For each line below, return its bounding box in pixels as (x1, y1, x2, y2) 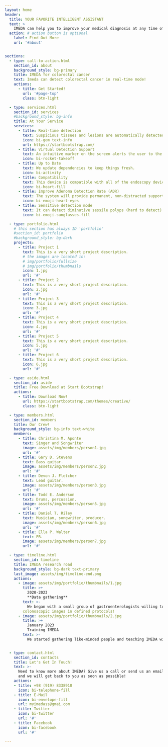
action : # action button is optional (9, 31, 88, 36)
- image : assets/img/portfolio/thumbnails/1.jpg (18, 580, 122, 586)
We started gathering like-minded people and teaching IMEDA (27, 637, 157, 642)
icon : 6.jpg (23, 362, 48, 367)
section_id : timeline (14, 557, 59, 562)
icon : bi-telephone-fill (18, 688, 70, 693)
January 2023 (27, 623, 55, 628)
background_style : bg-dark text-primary (14, 566, 99, 571)
